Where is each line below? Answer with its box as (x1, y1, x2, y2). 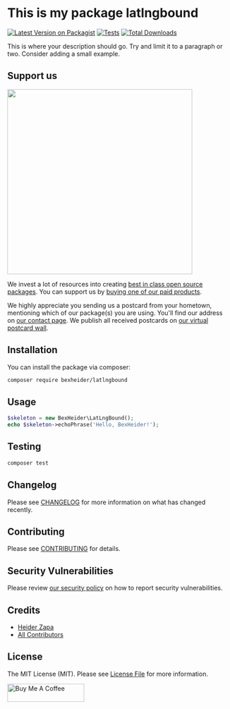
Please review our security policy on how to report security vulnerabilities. (7, 584, 223, 592)
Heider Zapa (17, 623, 54, 631)
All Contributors (17, 630, 63, 638)
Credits (7, 604, 41, 616)
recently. (7, 505, 33, 513)
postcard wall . (7, 323, 49, 332)
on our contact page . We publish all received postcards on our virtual (7, 316, 209, 324)
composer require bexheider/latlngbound (7, 376, 128, 383)
